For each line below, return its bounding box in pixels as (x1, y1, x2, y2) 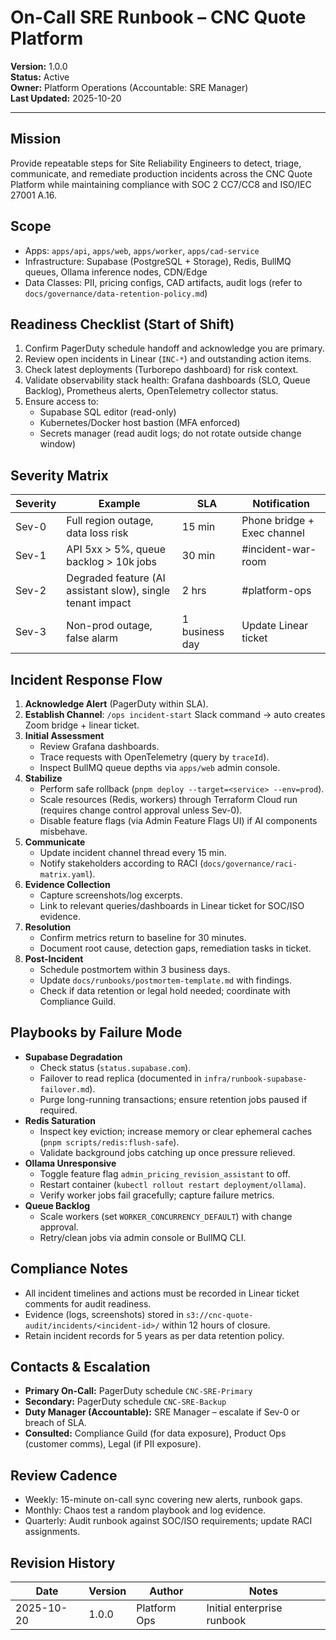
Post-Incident (24, 953, 84, 965)
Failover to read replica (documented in (39, 1072, 202, 1084)
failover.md (39, 1084, 90, 1095)
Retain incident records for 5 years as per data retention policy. (24, 1329, 285, 1341)
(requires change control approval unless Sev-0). (39, 804, 243, 816)
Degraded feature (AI (66, 571, 166, 585)
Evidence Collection (24, 879, 111, 890)
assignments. (24, 1526, 81, 1538)
